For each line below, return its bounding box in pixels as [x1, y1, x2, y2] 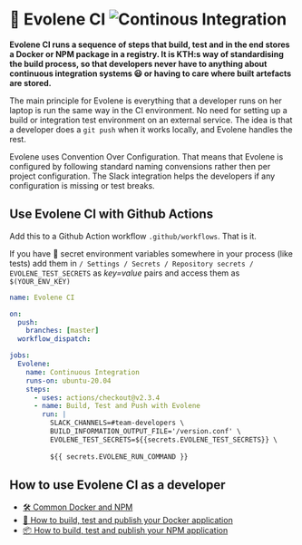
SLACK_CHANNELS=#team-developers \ [49, 418, 184, 428]
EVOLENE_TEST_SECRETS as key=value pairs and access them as [9, 268, 240, 278]
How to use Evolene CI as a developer [9, 477, 226, 492]
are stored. [9, 77, 52, 88]
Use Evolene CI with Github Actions [9, 207, 214, 222]
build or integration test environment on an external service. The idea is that [9, 114, 293, 125]
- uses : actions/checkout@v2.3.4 [33, 393, 161, 403]
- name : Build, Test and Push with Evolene [33, 402, 201, 411]
